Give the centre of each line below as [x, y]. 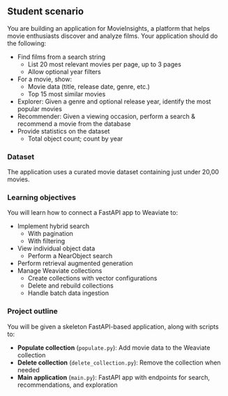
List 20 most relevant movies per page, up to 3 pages [104, 64]
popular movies [40, 108]
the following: [27, 43]
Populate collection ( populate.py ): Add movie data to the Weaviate [114, 347]
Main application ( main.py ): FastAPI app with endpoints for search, [114, 377]
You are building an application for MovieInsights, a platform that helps [109, 28]
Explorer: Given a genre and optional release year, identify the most [114, 101]
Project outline [32, 311]
